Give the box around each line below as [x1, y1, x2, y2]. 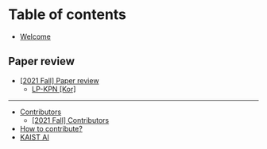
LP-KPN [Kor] [31, 84, 76, 94]
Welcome [19, 32, 52, 41]
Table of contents [8, 6, 127, 24]
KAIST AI [19, 132, 49, 142]
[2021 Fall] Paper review [19, 75, 99, 85]
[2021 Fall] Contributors [31, 115, 110, 124]
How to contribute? [19, 124, 83, 133]
